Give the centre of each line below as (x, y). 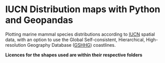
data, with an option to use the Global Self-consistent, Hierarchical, (75, 40)
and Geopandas (39, 20)
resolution (16, 45)
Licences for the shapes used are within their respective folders (74, 55)
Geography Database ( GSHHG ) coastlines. (71, 45)
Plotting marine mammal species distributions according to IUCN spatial (80, 34)
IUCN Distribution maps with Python (83, 9)
